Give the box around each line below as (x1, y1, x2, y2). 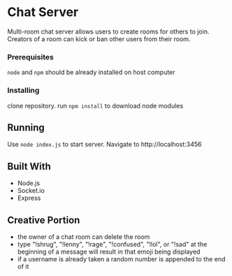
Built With (7, 160, 51, 172)
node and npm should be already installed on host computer (7, 68, 176, 77)
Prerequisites (7, 52, 54, 61)
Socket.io (17, 187, 45, 195)
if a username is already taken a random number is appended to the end (17, 254, 226, 263)
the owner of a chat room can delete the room (17, 232, 150, 241)
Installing (7, 85, 40, 95)
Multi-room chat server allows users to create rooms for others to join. (7, 27, 210, 36)
